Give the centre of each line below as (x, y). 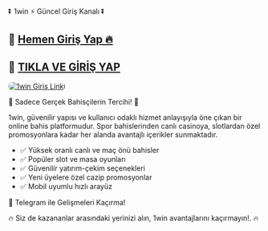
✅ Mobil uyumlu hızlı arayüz (66, 187)
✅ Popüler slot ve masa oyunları (73, 159)
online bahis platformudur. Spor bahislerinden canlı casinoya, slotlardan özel (134, 126)
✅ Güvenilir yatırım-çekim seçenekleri (83, 168)
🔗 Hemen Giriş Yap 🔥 (61, 40)
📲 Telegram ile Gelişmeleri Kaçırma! (67, 203)
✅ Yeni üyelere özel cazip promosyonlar (86, 177)
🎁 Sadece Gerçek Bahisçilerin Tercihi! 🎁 (73, 102)
